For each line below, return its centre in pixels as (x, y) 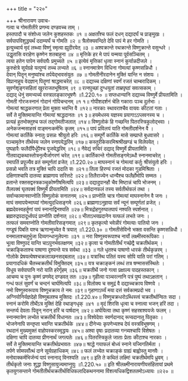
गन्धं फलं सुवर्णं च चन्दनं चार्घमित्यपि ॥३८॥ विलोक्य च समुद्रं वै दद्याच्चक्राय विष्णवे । (83, 283)
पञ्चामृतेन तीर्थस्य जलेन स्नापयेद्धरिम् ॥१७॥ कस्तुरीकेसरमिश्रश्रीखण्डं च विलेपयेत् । (83, 142)
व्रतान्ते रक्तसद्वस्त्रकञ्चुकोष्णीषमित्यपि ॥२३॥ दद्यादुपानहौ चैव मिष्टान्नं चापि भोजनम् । (84, 182)
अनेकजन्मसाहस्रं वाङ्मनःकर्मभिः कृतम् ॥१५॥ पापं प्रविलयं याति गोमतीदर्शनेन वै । (80, 128)
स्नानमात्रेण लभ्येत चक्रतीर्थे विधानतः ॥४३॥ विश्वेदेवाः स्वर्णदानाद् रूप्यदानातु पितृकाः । (85, 317)
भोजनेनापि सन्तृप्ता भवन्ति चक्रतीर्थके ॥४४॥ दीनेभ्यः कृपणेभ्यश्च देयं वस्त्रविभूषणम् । (83, 324)
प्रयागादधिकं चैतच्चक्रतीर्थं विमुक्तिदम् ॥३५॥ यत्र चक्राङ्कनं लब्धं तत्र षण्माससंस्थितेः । (85, 263)
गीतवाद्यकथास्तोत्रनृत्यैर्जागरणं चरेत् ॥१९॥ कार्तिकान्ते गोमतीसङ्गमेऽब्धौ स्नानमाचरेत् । (86, 155)
